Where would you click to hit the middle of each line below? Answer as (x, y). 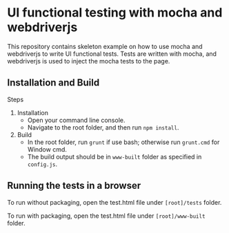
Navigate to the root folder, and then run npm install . (103, 127)
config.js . (42, 164)
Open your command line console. (76, 120)
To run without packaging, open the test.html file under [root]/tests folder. (114, 202)
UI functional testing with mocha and (115, 13)
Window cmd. (47, 149)
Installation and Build (53, 83)
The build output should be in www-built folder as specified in (114, 156)
